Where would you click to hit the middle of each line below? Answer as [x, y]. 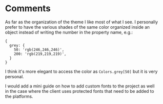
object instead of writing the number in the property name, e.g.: [69, 32]
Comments [28, 9]
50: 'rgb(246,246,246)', [39, 50]
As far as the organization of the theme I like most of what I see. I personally [81, 22]
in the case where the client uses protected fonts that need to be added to [80, 91]
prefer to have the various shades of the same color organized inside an [77, 27]
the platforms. [19, 96]
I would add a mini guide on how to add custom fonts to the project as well [80, 86]
